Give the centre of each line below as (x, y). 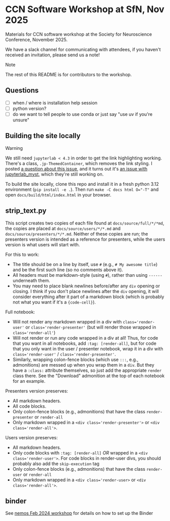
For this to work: (22, 254)
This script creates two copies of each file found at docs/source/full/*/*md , (85, 223)
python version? (29, 108)
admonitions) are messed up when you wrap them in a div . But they (83, 365)
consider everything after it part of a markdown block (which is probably (88, 297)
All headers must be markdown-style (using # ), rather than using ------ (87, 275)
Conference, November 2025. (36, 40)
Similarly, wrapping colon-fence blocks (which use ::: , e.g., (75, 360)
